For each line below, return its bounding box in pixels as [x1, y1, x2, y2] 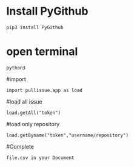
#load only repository [6, 120, 60, 127]
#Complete [6, 143, 35, 150]
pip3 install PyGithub [6, 24, 64, 30]
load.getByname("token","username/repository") [6, 132, 129, 138]
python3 [6, 65, 26, 71]
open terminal [6, 44, 78, 59]
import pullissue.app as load [6, 87, 83, 93]
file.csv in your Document [6, 154, 75, 161]
